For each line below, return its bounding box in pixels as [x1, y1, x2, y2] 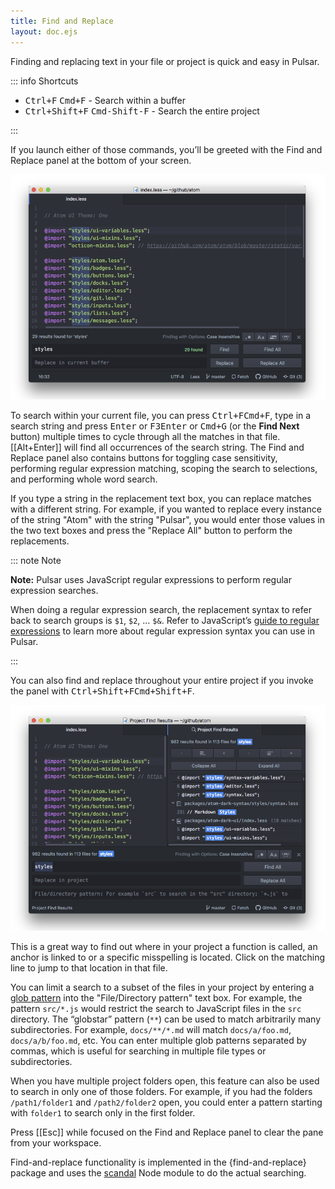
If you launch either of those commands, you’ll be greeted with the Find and [10, 143, 323, 155]
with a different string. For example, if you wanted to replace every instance [10, 503, 322, 515]
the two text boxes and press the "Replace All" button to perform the [10, 525, 293, 537]
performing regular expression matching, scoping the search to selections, [10, 463, 318, 475]
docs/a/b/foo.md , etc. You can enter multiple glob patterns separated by [10, 1035, 307, 1047]
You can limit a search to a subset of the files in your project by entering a [10, 981, 315, 994]
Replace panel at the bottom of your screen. [10, 154, 192, 166]
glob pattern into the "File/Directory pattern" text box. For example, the [10, 992, 303, 1004]
